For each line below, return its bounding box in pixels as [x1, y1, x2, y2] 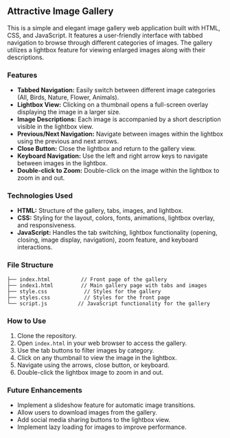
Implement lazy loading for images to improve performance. [16, 423, 187, 431]
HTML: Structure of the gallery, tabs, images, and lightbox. [16, 207, 184, 215]
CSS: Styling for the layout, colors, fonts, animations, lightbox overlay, [16, 213, 215, 222]
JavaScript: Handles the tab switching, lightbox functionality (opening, [16, 229, 218, 237]
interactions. [16, 243, 53, 251]
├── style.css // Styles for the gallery [7, 288, 161, 295]
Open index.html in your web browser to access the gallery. [16, 339, 187, 347]
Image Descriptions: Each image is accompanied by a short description [16, 115, 221, 123]
